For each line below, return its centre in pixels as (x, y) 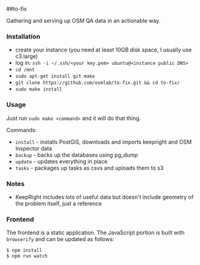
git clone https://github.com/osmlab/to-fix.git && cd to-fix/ (98, 83)
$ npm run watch (27, 256)
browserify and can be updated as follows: (60, 239)
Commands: (22, 130)
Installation (24, 36)
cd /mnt (25, 70)
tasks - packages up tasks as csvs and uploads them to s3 (89, 168)
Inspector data (33, 148)
